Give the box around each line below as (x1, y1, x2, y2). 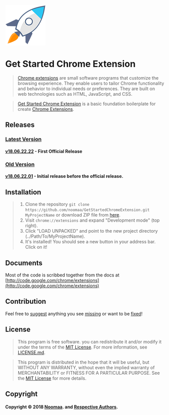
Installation (5, 188, 41, 196)
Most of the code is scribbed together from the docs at (5, 272, 120, 278)
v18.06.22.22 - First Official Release (5, 148, 82, 154)
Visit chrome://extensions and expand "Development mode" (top (25, 217, 160, 224)
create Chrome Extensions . (17, 106, 74, 112)
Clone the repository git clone (25, 201, 90, 208)
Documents (5, 258, 43, 267)
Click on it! (25, 244, 47, 250)
